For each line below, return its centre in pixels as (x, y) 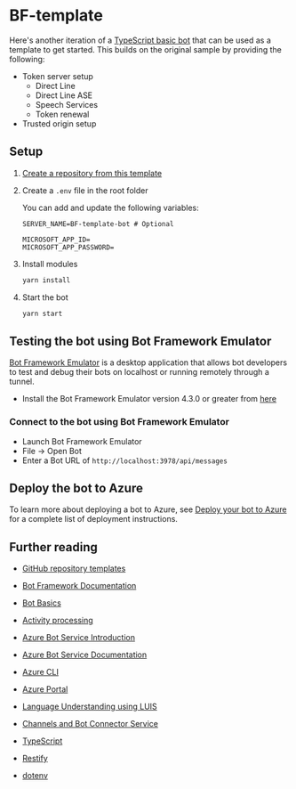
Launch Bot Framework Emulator (82, 441)
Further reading (53, 547)
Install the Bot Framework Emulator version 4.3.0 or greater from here (149, 399)
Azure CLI (40, 672)
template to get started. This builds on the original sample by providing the (146, 49)
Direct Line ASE (64, 95)
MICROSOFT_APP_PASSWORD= (68, 247)
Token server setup (57, 76)
